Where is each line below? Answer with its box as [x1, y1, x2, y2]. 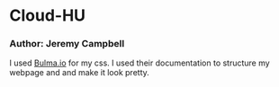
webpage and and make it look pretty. [9, 67, 150, 78]
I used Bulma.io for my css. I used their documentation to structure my [9, 57, 270, 68]
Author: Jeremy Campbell [9, 38, 125, 50]
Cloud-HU [9, 5, 86, 26]
